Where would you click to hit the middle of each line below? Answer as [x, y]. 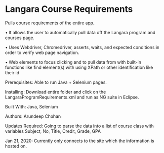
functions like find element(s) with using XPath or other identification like [79, 67]
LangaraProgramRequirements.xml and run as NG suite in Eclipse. [72, 97]
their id [12, 72]
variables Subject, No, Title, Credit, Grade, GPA [53, 131]
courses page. [20, 38]
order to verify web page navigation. [42, 52]
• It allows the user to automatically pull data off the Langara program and [80, 32]
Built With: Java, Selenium [32, 106]
